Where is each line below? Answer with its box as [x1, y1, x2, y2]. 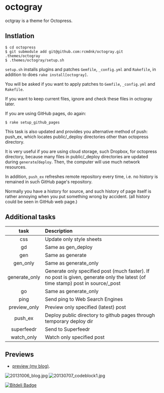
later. [5, 101, 16, 107]
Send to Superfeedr [44, 325, 90, 332]
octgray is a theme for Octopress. [5, 18, 73, 24]
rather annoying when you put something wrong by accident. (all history [5, 193, 150, 199]
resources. [5, 164, 27, 170]
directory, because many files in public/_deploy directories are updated [5, 153, 148, 159]
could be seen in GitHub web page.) [5, 198, 78, 204]
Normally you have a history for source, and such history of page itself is [5, 188, 151, 194]
